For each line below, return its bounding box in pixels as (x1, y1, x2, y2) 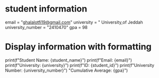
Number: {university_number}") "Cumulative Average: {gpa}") (5, 67, 128, 73)
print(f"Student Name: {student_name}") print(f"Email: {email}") (5, 57, 132, 63)
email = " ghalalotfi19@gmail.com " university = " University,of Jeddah (5, 19, 143, 25)
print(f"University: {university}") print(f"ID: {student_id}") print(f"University (5, 62, 155, 68)
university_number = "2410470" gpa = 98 (5, 24, 88, 30)
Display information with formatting (5, 41, 152, 52)
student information (5, 3, 87, 14)
